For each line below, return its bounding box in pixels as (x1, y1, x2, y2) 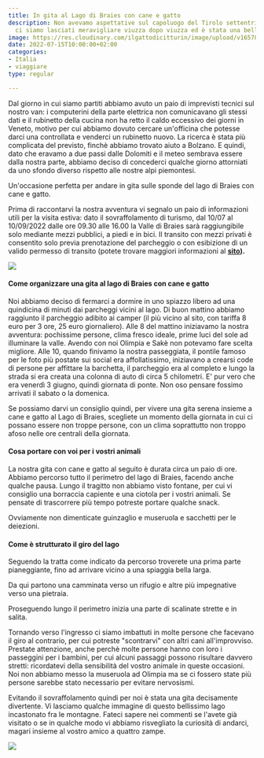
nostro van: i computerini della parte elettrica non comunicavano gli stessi (8, 107, 247, 116)
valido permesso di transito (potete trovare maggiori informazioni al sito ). (8, 246, 245, 256)
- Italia (8, 56, 37, 64)
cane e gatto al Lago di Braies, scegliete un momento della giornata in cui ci (8, 412, 253, 421)
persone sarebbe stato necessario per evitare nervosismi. (8, 678, 195, 687)
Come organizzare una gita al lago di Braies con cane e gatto (8, 279, 210, 288)
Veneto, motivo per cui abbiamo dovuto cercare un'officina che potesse (8, 124, 240, 133)
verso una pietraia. (8, 589, 69, 598)
